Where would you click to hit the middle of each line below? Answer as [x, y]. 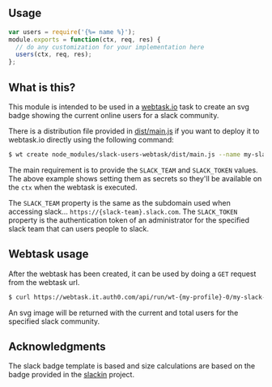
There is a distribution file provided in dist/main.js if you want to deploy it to [134, 131]
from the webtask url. [44, 282]
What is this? [42, 87]
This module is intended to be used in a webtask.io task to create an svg [129, 107]
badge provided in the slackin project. [72, 375]
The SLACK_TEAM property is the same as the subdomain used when [119, 202]
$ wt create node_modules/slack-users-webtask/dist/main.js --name [125, 155]
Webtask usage [49, 254]
